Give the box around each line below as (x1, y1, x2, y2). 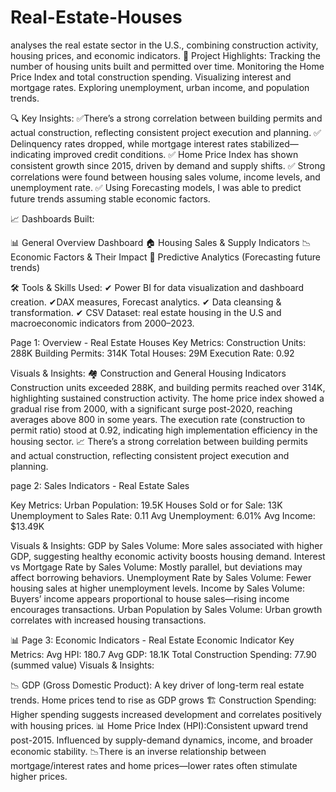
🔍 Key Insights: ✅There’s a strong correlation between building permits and (10, 112, 323, 124)
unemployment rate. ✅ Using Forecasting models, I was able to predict (10, 181, 302, 193)
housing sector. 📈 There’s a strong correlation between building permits (10, 435, 308, 447)
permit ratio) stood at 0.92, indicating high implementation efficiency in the (10, 424, 318, 436)
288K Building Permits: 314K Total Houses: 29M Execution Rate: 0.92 (10, 347, 295, 359)
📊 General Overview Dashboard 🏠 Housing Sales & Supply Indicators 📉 (10, 236, 312, 248)
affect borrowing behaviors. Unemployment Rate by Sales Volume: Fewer (10, 571, 312, 583)
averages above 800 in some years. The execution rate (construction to (10, 413, 306, 425)
